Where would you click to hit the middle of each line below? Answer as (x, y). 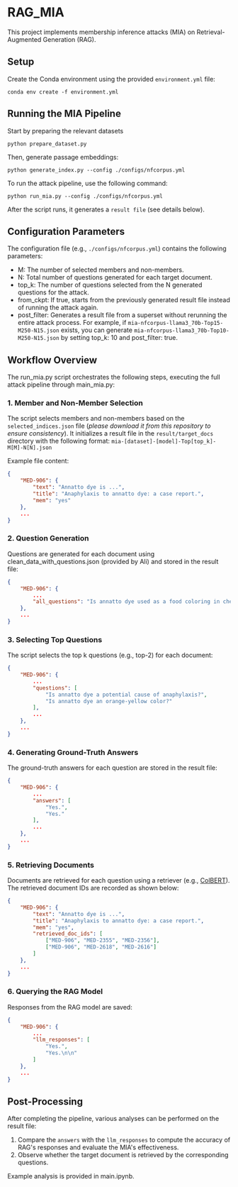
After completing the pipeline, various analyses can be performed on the (113, 1119)
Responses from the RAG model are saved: (70, 1007)
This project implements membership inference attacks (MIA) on (101, 32)
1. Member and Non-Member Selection (75, 403)
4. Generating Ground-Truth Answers (73, 752)
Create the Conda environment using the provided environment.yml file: (112, 79)
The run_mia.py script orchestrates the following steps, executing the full (114, 377)
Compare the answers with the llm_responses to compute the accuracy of (124, 1140)
